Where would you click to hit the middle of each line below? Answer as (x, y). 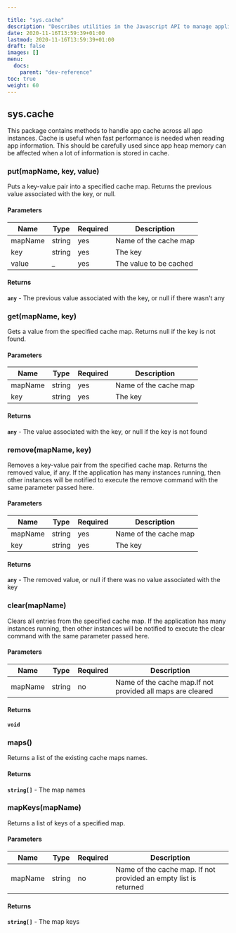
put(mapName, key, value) (53, 172)
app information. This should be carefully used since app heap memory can (117, 146)
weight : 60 (23, 85)
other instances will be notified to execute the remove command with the (113, 480)
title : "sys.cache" (36, 20)
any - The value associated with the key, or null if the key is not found (107, 431)
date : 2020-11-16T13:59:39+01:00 (56, 33)
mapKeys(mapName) (45, 808)
